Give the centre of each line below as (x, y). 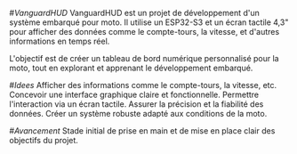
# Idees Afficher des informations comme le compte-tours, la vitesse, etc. (143, 85)
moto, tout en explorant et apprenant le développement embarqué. (131, 68)
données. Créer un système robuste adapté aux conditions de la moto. (138, 113)
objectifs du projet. (44, 140)
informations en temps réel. (60, 41)
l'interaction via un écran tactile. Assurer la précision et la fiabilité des (136, 104)
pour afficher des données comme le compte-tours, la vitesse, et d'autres (144, 32)
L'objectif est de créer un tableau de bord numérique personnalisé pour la (144, 58)
